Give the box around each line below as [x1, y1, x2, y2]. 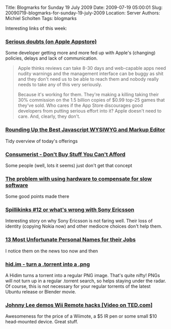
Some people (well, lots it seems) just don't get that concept [5, 162, 133, 169]
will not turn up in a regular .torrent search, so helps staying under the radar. [5, 278, 166, 284]
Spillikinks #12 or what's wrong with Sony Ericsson [5, 206, 135, 213]
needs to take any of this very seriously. [17, 82, 102, 88]
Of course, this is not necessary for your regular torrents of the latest [5, 283, 151, 289]
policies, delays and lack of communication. [5, 55, 98, 61]
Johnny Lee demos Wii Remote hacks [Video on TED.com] [5, 302, 153, 308]
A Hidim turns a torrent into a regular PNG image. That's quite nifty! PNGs [5, 272, 160, 279]
